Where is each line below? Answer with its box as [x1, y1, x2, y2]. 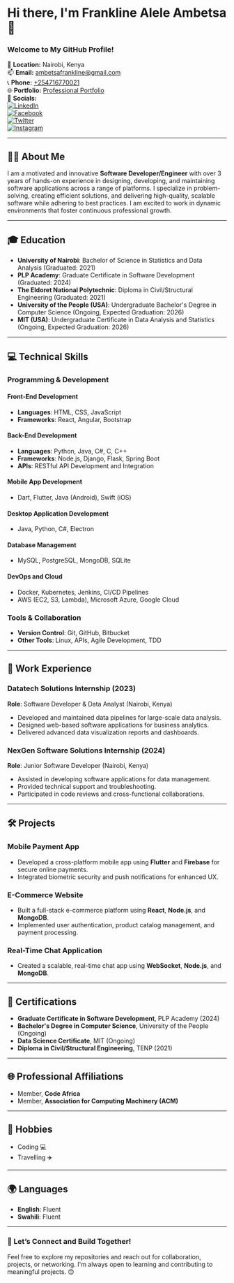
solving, [7, 191, 30, 200]
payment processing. [17, 928, 79, 936]
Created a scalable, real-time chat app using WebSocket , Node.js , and [17, 962, 221, 970]
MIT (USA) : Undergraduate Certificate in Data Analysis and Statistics [17, 316, 215, 324]
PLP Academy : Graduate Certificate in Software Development [17, 271, 195, 280]
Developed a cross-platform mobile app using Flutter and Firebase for [17, 857, 220, 866]
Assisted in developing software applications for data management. [17, 774, 211, 783]
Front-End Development [7, 393, 79, 401]
